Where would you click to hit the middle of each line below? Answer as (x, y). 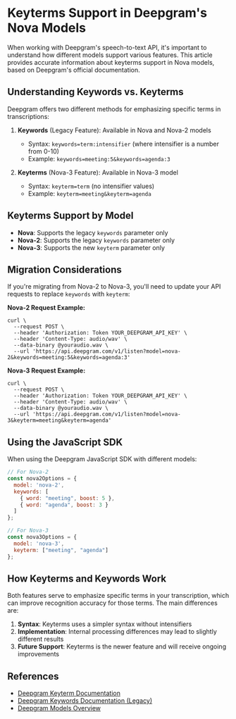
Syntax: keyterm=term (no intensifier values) (91, 186)
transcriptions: (28, 116)
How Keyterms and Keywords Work (87, 579)
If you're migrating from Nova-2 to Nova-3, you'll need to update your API (114, 287)
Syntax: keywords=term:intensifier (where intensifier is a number (124, 144)
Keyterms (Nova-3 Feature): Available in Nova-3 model (98, 172)
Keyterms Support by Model (70, 216)
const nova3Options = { (42, 537)
